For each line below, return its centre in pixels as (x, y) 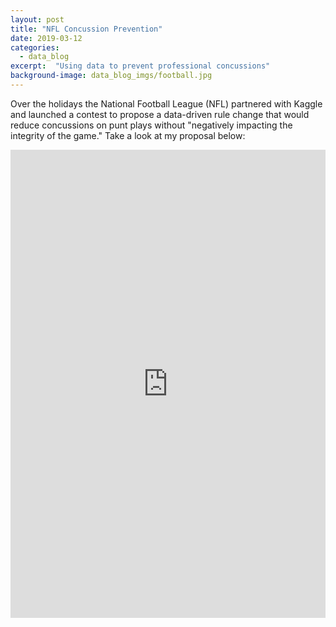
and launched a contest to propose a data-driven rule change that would (160, 114)
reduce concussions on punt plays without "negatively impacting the (151, 125)
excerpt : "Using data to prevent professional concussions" (140, 66)
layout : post (37, 19)
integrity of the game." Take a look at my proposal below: (128, 135)
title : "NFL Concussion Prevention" (86, 29)
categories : (35, 47)
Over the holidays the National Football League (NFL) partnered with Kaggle (166, 103)
